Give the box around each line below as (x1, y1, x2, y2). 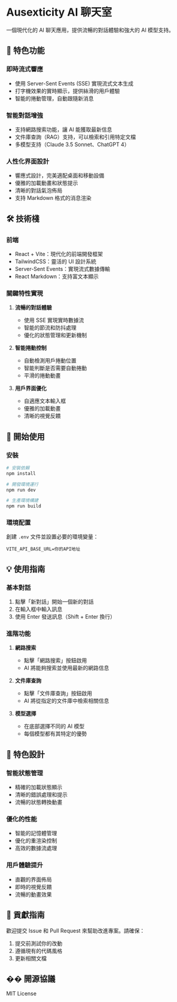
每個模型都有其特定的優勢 (23, 730, 87, 738)
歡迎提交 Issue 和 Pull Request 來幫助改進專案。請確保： (6, 927, 145, 934)
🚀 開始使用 (6, 431, 45, 441)
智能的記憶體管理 (14, 830, 57, 837)
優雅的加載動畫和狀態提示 (14, 179, 78, 187)
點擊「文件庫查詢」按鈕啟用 (23, 690, 93, 697)
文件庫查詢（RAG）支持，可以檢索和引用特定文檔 (14, 133, 136, 141)
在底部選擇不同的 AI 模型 (23, 723, 85, 730)
